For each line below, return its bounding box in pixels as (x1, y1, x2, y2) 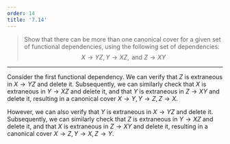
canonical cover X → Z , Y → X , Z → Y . (7, 129, 114, 137)
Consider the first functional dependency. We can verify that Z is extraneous (7, 72, 223, 81)
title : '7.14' (7, 16, 48, 23)
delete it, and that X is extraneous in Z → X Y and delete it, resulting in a (7, 122, 209, 130)
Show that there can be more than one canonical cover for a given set (23, 35, 221, 43)
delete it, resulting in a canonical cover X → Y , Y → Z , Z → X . (7, 94, 178, 102)
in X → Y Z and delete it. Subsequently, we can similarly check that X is (7, 80, 207, 88)
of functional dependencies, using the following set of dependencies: (23, 42, 220, 51)
